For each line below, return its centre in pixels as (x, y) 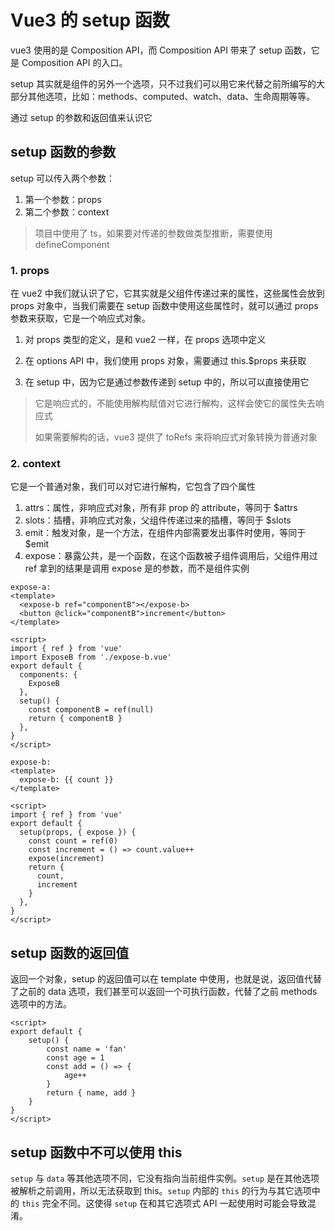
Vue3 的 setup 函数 (90, 20)
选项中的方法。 (41, 1004)
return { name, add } (91, 1093)
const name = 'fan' (87, 1049)
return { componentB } (75, 719)
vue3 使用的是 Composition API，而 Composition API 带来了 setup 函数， (161, 50)
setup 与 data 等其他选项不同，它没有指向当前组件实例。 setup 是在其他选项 (165, 1178)
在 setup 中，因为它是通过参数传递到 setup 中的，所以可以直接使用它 (167, 382)
